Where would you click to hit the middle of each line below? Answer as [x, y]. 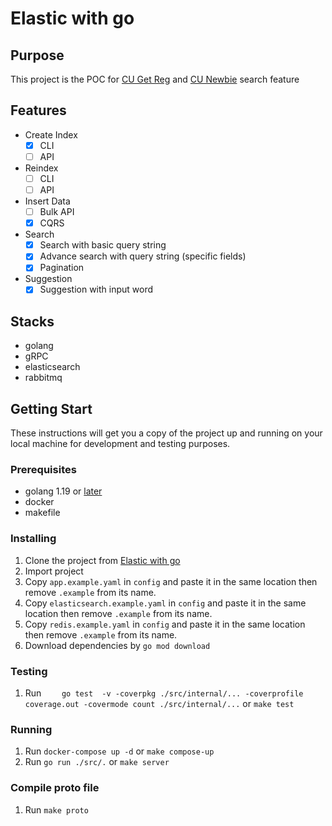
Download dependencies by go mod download [117, 645]
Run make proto [56, 809]
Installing [33, 539]
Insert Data [47, 201]
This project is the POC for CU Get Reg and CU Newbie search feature [155, 79]
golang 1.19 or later [63, 491]
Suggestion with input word [96, 289]
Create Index [51, 134]
